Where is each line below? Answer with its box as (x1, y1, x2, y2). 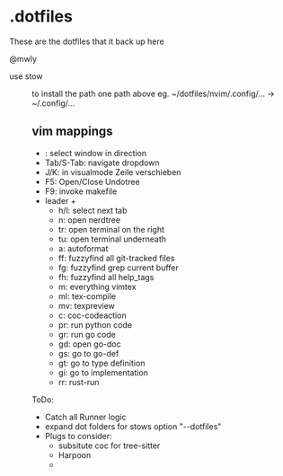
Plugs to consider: (44, 430, 112, 441)
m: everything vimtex (57, 281, 137, 292)
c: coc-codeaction (57, 310, 128, 321)
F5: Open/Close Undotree (44, 176, 141, 187)
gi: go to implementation (57, 366, 148, 378)
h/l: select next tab (57, 205, 128, 216)
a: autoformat (57, 242, 109, 253)
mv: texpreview (57, 300, 115, 311)
